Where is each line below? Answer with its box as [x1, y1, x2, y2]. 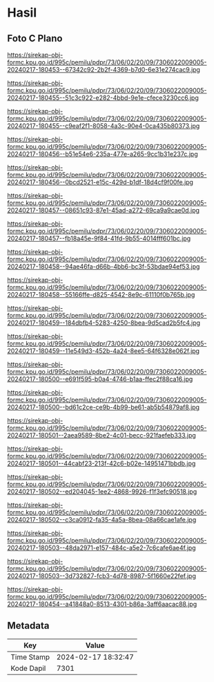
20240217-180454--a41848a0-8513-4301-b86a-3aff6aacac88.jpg [7, 600, 197, 608]
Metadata [7, 620, 50, 631]
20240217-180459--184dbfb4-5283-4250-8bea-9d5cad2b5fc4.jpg [7, 318, 201, 327]
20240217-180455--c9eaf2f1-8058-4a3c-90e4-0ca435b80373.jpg [7, 122, 200, 129]
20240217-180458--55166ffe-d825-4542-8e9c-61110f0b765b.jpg [7, 291, 195, 298]
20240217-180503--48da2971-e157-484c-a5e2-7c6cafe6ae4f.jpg [7, 544, 196, 552]
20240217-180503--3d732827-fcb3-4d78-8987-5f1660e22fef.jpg [7, 572, 197, 580]
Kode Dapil [10, 663, 46, 673]
